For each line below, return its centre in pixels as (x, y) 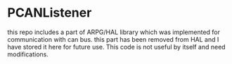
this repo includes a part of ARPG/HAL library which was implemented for (114, 32)
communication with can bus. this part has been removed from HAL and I (113, 39)
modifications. (28, 54)
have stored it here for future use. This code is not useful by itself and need (117, 47)
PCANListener (50, 13)
